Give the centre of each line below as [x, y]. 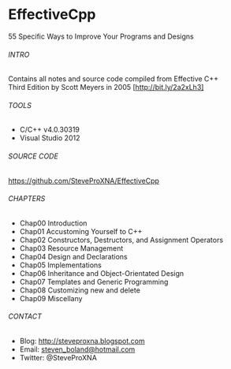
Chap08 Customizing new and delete [80, 290]
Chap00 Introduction [53, 223]
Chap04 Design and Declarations [73, 256]
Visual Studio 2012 [50, 138]
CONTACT [25, 316]
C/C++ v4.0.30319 [50, 130]
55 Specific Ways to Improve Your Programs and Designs [101, 36]
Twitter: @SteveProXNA [58, 357]
